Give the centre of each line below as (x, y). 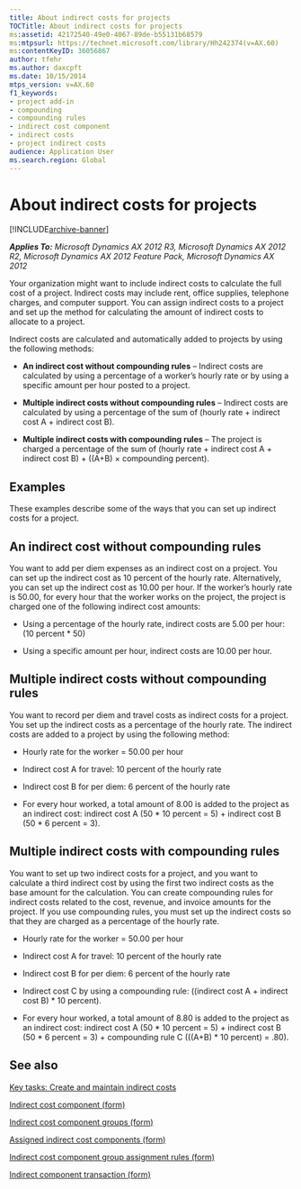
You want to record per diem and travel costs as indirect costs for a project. (149, 715)
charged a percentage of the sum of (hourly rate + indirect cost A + (147, 449)
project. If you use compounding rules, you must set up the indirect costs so (150, 912)
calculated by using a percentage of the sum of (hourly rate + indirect (151, 413)
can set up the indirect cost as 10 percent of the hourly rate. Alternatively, (145, 578)
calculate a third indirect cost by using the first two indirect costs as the (142, 883)
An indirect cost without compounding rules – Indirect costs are (142, 367)
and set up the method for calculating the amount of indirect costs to (137, 313)
